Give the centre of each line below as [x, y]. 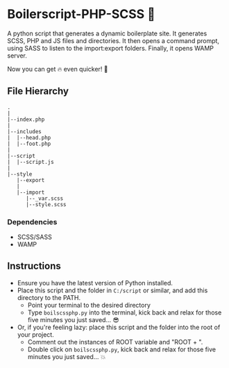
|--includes [24, 131]
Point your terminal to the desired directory [89, 305]
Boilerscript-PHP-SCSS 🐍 [82, 14]
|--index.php [26, 119]
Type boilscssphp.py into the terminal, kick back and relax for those [125, 312]
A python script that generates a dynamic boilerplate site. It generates [107, 33]
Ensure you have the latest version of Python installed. [95, 283]
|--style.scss [46, 204]
